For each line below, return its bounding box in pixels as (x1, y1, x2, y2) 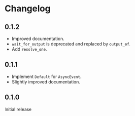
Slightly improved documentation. (11, 78, 81, 84)
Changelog (4, 3, 51, 14)
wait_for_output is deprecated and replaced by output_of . (11, 41, 131, 47)
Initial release (4, 106, 32, 112)
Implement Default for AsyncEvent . (11, 74, 82, 79)
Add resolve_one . (11, 46, 47, 52)
